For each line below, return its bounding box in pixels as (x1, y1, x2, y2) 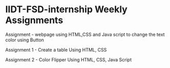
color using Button (5, 37, 45, 43)
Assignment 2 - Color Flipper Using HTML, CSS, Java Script (5, 56, 132, 62)
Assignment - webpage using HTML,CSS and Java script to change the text (5, 31, 165, 37)
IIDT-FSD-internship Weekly (5, 4, 128, 15)
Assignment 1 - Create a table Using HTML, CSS (5, 47, 107, 53)
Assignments (5, 14, 63, 26)
